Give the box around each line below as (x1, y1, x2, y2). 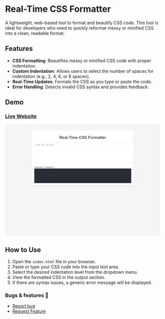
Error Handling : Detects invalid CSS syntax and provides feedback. (12, 84, 149, 90)
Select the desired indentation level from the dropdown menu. (12, 269, 138, 275)
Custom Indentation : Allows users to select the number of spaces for (12, 68, 154, 74)
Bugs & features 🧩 (5, 292, 49, 299)
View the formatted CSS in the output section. (12, 275, 106, 280)
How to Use (5, 246, 41, 254)
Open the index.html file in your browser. (12, 259, 96, 264)
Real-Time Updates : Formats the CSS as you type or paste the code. (12, 78, 153, 84)
